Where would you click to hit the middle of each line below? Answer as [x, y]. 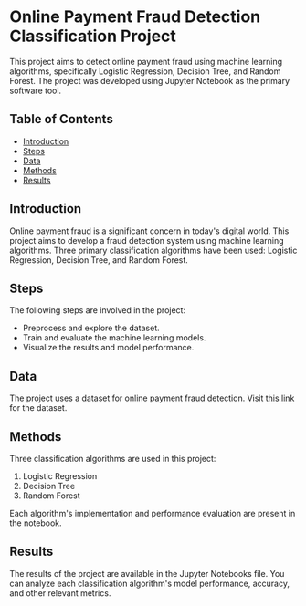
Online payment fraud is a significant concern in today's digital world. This [149, 231]
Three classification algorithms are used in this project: [113, 459]
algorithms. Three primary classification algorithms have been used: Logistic [153, 250]
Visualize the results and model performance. [108, 348]
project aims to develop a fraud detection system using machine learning [147, 240]
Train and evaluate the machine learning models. [114, 338]
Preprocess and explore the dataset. [91, 328]
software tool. [36, 90]
